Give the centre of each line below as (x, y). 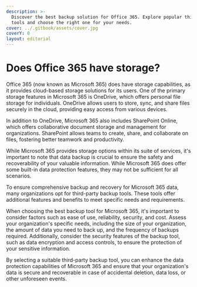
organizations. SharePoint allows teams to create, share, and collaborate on (97, 133)
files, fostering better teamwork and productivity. (65, 139)
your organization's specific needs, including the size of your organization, (96, 223)
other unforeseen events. (37, 278)
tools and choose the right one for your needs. (72, 22)
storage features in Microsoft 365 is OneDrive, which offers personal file (93, 96)
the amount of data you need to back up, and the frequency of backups (92, 229)
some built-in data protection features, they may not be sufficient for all (92, 169)
